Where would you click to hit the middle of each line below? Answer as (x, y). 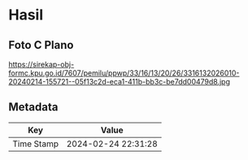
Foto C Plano (41, 45)
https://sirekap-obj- (41, 64)
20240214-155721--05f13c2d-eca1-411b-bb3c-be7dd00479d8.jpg (119, 82)
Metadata (33, 107)
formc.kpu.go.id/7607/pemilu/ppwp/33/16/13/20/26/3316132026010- (124, 73)
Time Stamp (36, 144)
